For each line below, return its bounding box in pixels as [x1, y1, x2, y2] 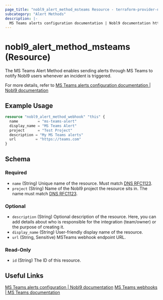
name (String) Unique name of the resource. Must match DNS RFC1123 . [12, 180, 153, 186]
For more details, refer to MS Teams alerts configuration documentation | [5, 82, 151, 88]
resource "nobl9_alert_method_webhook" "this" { [5, 114, 105, 119]
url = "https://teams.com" [9, 137, 81, 142]
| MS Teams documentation [5, 289, 60, 296]
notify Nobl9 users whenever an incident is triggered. [5, 73, 112, 79]
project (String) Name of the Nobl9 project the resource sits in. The [12, 185, 148, 191]
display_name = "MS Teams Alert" [9, 123, 77, 128]
